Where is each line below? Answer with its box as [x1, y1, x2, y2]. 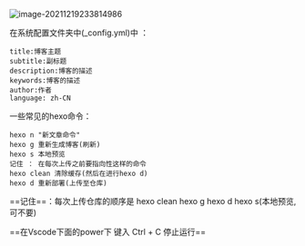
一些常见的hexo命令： [9, 111, 92, 122]
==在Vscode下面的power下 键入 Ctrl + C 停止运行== [9, 227, 207, 237]
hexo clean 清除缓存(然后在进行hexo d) [9, 169, 148, 178]
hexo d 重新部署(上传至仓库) [9, 179, 107, 188]
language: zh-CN [9, 93, 71, 103]
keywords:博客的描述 [9, 76, 80, 85]
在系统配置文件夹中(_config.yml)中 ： [9, 27, 148, 38]
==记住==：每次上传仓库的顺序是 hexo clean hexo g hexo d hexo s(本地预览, [9, 196, 297, 206]
